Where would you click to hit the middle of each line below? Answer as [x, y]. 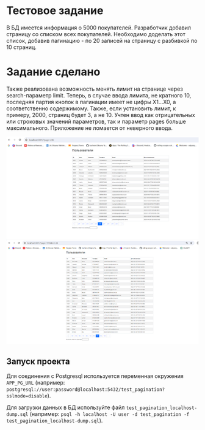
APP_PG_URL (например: [36, 383]
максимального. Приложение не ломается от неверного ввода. [89, 128]
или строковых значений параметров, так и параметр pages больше [96, 121]
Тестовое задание [55, 11]
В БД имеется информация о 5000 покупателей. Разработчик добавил [99, 28]
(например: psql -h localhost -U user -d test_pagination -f [110, 414]
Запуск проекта [38, 361]
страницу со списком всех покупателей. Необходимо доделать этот [96, 34]
